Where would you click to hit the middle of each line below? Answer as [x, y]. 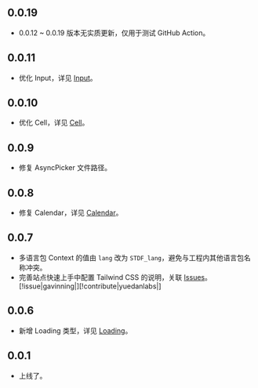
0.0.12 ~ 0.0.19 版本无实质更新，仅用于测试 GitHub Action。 [114, 33]
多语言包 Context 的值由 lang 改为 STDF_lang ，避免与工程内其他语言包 [131, 257]
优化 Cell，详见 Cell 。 [54, 123]
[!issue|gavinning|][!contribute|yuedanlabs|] [90, 286]
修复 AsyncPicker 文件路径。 [65, 168]
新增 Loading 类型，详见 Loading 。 [75, 330]
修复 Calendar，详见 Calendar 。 [71, 213]
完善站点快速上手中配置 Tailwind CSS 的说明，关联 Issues [112, 277]
